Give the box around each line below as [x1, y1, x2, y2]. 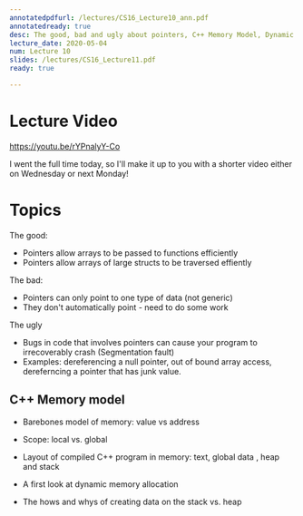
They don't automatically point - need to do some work [22, 301, 229, 313]
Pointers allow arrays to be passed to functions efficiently [22, 247, 239, 258]
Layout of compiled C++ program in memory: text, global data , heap [22, 451, 279, 462]
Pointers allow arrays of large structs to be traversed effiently [22, 257, 252, 268]
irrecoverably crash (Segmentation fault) [22, 346, 175, 357]
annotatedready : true [9, 22, 92, 31]
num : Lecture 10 [9, 47, 71, 56]
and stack [22, 461, 61, 472]
